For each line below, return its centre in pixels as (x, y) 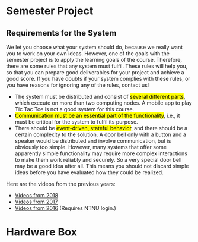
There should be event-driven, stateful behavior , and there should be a (101, 128)
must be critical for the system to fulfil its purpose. (76, 122)
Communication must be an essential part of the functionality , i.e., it (97, 115)
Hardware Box (41, 232)
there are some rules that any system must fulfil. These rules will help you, (97, 66)
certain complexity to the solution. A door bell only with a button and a (100, 134)
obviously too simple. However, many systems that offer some (91, 147)
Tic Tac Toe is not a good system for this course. (74, 109)
